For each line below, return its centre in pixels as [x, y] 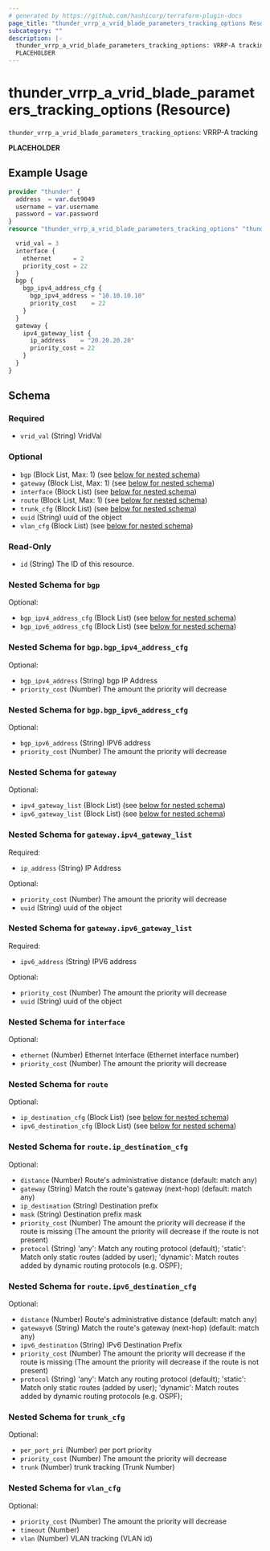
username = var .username [57, 207]
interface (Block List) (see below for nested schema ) [108, 491]
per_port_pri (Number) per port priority [86, 1450]
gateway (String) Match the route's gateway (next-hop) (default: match [136, 1188]
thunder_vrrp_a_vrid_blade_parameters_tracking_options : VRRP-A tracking [133, 132]
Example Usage [48, 173]
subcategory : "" [35, 31]
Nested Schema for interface [67, 1022]
